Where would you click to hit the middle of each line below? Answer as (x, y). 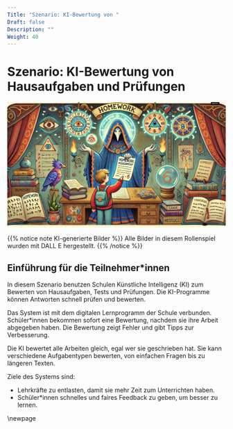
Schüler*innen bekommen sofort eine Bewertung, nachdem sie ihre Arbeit (113, 320)
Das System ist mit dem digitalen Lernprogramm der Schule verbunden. (110, 312)
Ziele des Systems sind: (41, 376)
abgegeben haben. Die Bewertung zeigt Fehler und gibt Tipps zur (101, 327)
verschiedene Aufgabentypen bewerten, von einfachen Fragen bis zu (106, 355)
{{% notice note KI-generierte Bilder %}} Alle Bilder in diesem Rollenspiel (112, 238)
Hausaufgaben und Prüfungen (96, 87)
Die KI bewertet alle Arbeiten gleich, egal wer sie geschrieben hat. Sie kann (114, 348)
